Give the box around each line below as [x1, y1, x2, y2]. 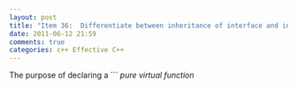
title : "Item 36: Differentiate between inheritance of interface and [9, 21, 278, 30]
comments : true [9, 37, 65, 47]
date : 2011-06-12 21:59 [9, 29, 97, 38]
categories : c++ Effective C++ [9, 46, 125, 55]
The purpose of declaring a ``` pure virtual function [9, 70, 194, 80]
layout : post [9, 12, 57, 22]
